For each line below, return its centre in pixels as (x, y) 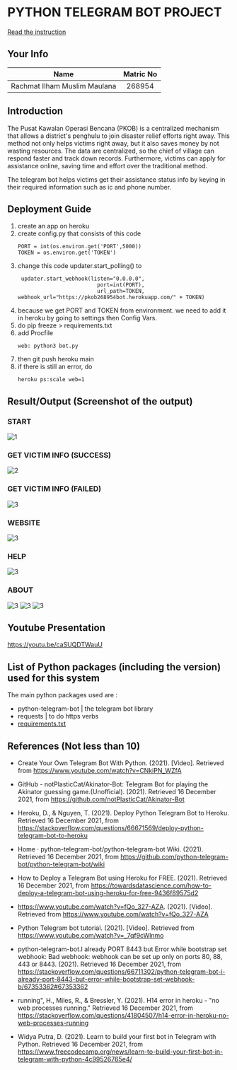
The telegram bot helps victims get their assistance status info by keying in (116, 179)
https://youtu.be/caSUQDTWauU (55, 645)
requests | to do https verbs (58, 716)
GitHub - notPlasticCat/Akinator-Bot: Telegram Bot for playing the (113, 784)
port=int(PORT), (121, 285)
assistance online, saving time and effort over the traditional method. (108, 165)
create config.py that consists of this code (79, 233)
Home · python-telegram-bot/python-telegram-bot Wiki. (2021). (110, 849)
